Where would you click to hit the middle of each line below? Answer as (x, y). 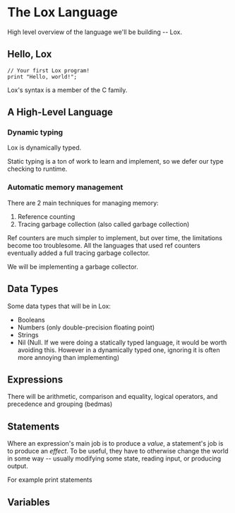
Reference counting (46, 216)
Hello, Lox (30, 54)
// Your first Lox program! (49, 71)
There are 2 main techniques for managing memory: (83, 203)
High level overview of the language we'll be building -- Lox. (95, 32)
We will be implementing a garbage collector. (73, 266)
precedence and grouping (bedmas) (60, 404)
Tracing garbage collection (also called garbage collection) (103, 224)
